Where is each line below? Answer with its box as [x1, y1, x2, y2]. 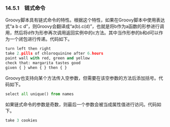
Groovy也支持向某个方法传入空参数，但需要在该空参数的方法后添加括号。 [5, 75, 159, 81]
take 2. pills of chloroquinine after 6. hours [5, 51, 103, 56]
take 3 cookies [5, 118, 38, 123]
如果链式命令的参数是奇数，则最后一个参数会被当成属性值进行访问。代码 [5, 101, 157, 107]
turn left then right [5, 46, 51, 51]
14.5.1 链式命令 [5, 4, 46, 11]
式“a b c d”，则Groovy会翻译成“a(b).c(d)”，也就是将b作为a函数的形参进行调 [5, 23, 164, 29]
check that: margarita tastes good [5, 60, 81, 66]
